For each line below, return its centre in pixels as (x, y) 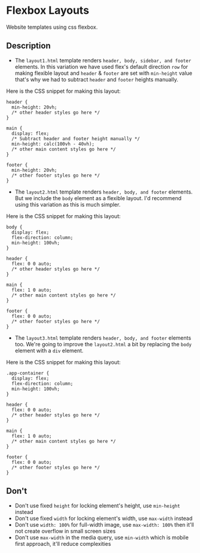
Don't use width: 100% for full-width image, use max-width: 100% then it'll (104, 524)
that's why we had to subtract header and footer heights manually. (96, 79)
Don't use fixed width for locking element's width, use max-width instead (104, 518)
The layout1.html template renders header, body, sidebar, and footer (103, 60)
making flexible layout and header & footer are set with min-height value (104, 73)
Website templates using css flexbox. (52, 27)
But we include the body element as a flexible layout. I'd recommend (98, 198)
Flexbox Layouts (48, 10)
